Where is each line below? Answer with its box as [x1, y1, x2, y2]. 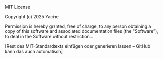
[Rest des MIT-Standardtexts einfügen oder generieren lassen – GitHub [5, 43, 151, 49]
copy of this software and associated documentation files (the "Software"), [5, 29, 159, 34]
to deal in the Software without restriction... [5, 34, 94, 39]
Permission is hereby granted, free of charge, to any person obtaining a [5, 23, 151, 29]
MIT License [5, 4, 31, 10]
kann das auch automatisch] [5, 49, 63, 54]
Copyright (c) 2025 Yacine [5, 14, 59, 19]
